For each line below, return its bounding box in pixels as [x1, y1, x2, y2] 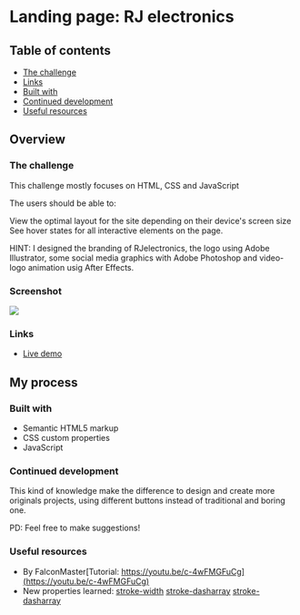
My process [9, 374, 78, 390]
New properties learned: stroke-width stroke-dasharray [22, 585, 231, 596]
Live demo [22, 348, 63, 359]
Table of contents [9, 43, 111, 58]
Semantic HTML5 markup [22, 422, 119, 434]
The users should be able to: [9, 198, 116, 209]
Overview [9, 132, 66, 148]
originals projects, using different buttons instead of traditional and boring [9, 495, 286, 507]
